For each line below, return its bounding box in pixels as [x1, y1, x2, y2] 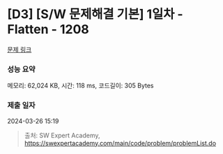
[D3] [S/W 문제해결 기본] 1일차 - [7, 6, 183, 22]
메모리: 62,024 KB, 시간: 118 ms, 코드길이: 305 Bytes [7, 81, 154, 90]
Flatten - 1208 [7, 22, 89, 37]
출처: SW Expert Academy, [24, 131, 100, 139]
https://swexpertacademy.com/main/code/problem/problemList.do [24, 139, 217, 147]
